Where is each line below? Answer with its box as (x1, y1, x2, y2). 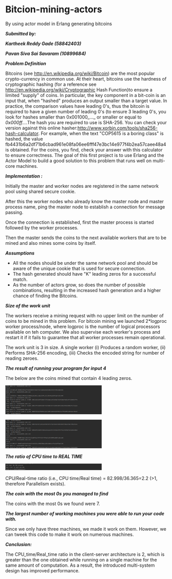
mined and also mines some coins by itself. (5, 240, 97, 246)
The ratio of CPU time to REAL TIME (5, 453, 83, 460)
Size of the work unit (5, 302, 50, 308)
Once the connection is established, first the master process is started (5, 219, 154, 225)
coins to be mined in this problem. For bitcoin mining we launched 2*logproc (5, 318, 167, 324)
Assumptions (5, 250, 35, 256)
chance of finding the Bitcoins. (12, 293, 78, 299)
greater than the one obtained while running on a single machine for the (5, 557, 158, 563)
